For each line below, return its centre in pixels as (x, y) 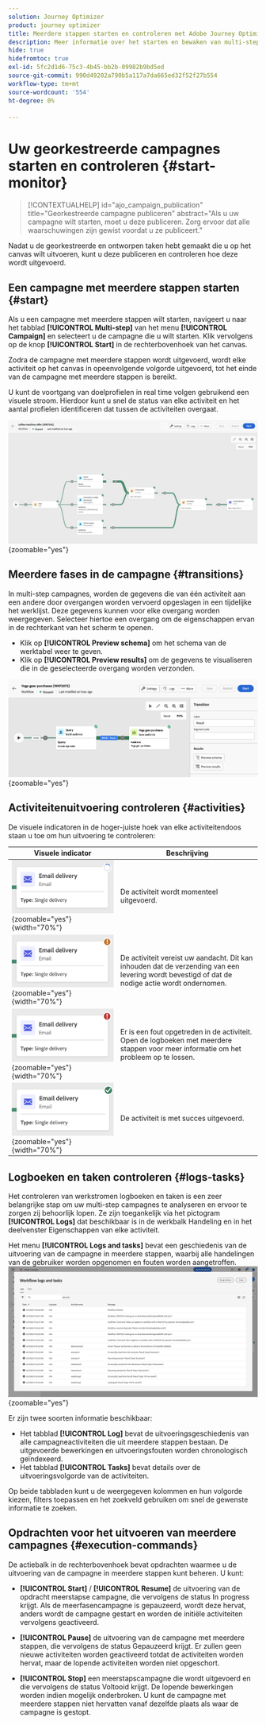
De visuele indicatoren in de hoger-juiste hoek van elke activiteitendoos (125, 827)
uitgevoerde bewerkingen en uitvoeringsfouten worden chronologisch (133, 1450)
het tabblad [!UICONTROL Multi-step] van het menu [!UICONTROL (118, 327)
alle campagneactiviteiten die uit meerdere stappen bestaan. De (124, 1441)
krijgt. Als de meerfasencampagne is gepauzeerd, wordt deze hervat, (133, 1605)
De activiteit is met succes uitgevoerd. (182, 1118)
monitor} (38, 183)
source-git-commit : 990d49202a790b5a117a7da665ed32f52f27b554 (113, 75)
